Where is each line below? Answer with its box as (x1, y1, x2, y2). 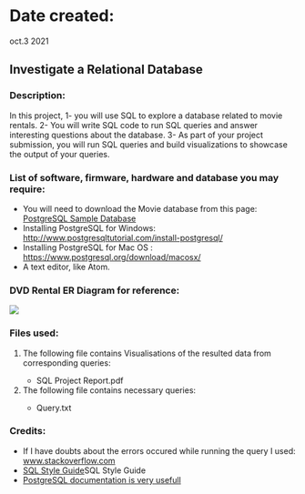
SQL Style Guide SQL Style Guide (22, 465, 147, 476)
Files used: (9, 327, 59, 339)
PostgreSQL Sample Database (22, 213, 137, 224)
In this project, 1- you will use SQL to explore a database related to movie (9, 110, 283, 121)
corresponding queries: (22, 357, 111, 368)
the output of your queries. (9, 148, 110, 159)
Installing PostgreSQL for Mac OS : (22, 242, 153, 253)
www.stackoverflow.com (22, 455, 116, 466)
